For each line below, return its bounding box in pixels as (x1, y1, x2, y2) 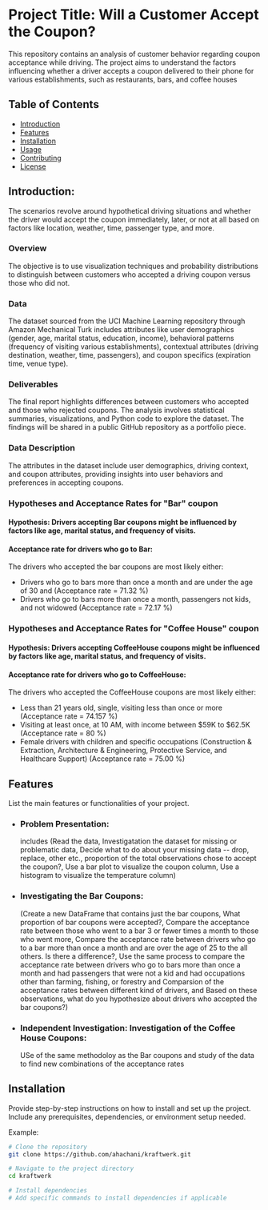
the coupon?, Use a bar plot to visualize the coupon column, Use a (19, 862, 240, 871)
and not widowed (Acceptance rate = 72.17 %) (19, 603, 174, 613)
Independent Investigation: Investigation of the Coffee (19, 1022, 236, 1033)
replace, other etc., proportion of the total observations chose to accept (19, 854, 258, 863)
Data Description (8, 443, 76, 454)
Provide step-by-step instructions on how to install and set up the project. (8, 1103, 251, 1113)
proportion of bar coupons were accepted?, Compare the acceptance (19, 917, 250, 927)
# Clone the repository (8, 1143, 88, 1151)
